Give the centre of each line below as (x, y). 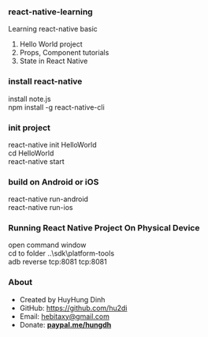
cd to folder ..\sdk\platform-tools (61, 253)
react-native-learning (50, 12)
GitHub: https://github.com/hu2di (73, 308)
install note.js (30, 99)
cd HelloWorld (31, 153)
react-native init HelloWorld (52, 144)
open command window (47, 245)
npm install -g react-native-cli (56, 107)
